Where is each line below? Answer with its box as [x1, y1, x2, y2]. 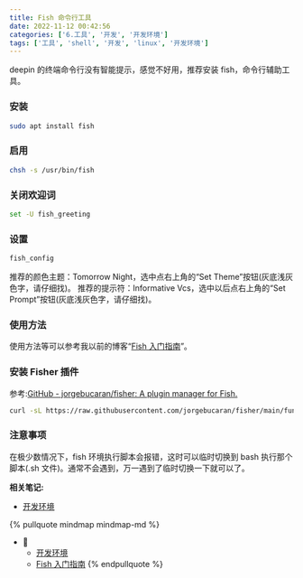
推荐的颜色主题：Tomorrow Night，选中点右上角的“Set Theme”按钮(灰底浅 [9, 271, 286, 282]
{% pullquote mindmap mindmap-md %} [9, 518, 161, 529]
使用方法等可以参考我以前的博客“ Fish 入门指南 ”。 [9, 340, 192, 352]
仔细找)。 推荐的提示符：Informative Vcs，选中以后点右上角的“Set [40, 282, 286, 294]
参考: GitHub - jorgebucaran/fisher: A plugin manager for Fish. [9, 387, 238, 398]
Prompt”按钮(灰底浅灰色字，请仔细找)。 [9, 294, 157, 304]
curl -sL [9, 406, 42, 415]
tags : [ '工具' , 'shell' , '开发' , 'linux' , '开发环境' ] [9, 38, 209, 48]
